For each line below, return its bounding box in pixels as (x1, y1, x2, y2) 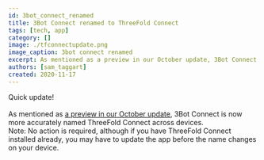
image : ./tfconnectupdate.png (8, 41, 109, 49)
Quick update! (8, 92, 54, 101)
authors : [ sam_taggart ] (8, 63, 87, 71)
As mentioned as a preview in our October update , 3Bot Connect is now (8, 109, 243, 119)
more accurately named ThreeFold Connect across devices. (8, 117, 204, 127)
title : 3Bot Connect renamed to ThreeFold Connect (8, 19, 179, 27)
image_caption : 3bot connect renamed (8, 48, 133, 56)
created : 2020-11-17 (8, 70, 77, 78)
